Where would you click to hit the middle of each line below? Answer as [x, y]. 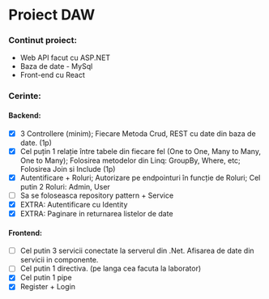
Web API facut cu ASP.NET [65, 58]
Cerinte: [25, 96]
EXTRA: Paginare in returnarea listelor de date [96, 213]
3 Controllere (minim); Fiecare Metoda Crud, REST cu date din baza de [138, 133]
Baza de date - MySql [56, 66]
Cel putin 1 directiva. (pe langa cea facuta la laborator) [111, 268]
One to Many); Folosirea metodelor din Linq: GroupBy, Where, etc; [130, 160]
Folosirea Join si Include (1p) [68, 169]
